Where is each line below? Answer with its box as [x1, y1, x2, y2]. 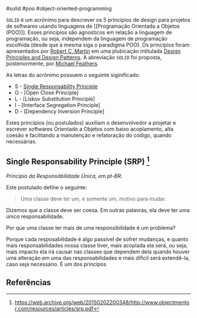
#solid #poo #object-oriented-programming [6, 5, 112, 12]
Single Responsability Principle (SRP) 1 [6, 155, 150, 167]
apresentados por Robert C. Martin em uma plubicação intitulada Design [6, 48, 181, 55]
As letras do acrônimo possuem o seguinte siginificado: [6, 72, 141, 78]
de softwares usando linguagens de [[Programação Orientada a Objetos [6, 23, 180, 29]
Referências [6, 277, 52, 287]
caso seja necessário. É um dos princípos [6, 260, 107, 267]
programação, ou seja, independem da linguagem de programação [6, 35, 168, 42]
